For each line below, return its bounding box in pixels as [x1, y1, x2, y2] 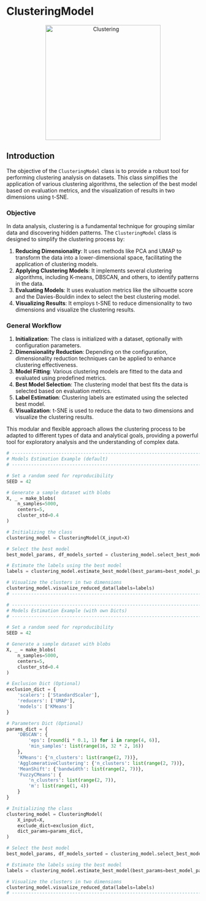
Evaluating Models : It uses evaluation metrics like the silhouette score [15, 286, 193, 294]
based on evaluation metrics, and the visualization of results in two [6, 186, 175, 194]
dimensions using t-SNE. [6, 193, 69, 201]
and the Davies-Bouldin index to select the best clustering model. [15, 293, 181, 301]
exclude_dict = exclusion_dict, [17, 822, 95, 829]
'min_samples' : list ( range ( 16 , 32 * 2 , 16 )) [28, 743, 144, 750]
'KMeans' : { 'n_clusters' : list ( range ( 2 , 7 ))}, [17, 754, 139, 761]
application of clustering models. [15, 261, 99, 268]
